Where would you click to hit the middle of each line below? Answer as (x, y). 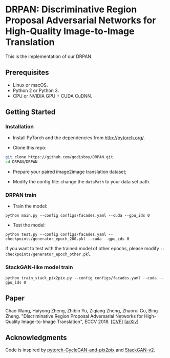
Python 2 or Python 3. (36, 90)
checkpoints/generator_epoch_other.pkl (48, 255)
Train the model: (30, 206)
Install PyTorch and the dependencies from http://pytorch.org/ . (79, 138)
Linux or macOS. (30, 85)
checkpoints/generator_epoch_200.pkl (46, 239)
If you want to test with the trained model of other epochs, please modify (82, 249)
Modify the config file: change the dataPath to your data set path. (81, 182)
